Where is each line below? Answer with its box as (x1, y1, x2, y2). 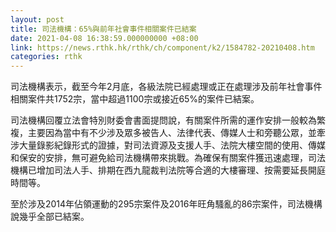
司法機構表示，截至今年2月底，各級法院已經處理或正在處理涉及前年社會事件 (10, 81, 323, 93)
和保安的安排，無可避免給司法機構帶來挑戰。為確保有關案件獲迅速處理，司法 (10, 152, 326, 164)
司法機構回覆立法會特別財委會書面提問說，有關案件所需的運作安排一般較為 (10, 114, 317, 126)
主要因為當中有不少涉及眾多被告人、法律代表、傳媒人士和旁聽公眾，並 (27, 127, 317, 139)
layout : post (10, 14, 65, 25)
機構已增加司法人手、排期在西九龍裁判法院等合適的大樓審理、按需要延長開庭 (10, 164, 326, 176)
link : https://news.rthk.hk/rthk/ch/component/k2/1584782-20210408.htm (10, 42, 315, 53)
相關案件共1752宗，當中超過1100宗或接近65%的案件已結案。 (10, 93, 260, 105)
